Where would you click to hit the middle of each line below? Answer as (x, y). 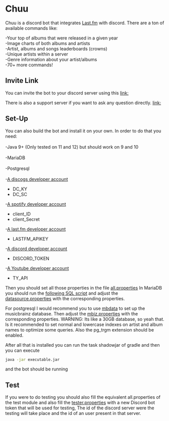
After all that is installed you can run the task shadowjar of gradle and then (82, 345)
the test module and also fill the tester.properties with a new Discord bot (80, 403)
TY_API (20, 278)
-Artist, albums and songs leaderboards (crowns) (56, 49)
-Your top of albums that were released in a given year (62, 38)
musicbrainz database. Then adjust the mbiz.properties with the (72, 313)
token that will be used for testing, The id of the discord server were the (80, 408)
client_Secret (26, 219)
